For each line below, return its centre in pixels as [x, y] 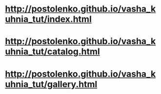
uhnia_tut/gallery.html [51, 84]
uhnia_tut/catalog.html [52, 52]
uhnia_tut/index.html [48, 19]
